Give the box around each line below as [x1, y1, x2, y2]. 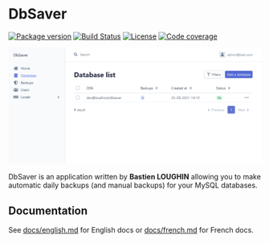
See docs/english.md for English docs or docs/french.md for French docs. [8, 225, 255, 235]
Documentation [8, 204, 88, 217]
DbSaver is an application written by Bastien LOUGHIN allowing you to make [8, 172, 261, 182]
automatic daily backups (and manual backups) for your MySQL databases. [8, 180, 259, 190]
